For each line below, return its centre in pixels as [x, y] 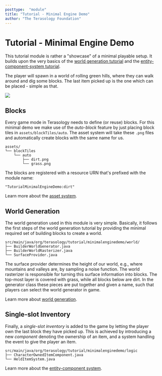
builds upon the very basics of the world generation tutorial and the [72, 61]
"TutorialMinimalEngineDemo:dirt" [40, 187]
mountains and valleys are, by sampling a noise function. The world [72, 269]
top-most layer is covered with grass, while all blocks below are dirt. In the [79, 279]
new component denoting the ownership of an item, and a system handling [80, 337]
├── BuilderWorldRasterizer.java [39, 251]
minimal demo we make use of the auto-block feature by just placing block [80, 127]
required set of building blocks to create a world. [54, 233]
